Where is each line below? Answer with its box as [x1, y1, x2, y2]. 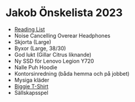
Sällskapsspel [14, 89, 48, 96]
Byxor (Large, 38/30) [14, 45, 66, 52]
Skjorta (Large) [14, 38, 51, 45]
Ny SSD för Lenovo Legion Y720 [14, 57, 94, 64]
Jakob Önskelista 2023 [5, 6, 123, 20]
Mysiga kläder [14, 76, 50, 84]
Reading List [14, 26, 45, 33]
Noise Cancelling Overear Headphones [14, 32, 111, 39]
